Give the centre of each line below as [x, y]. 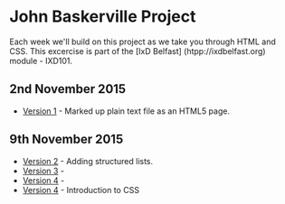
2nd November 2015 [68, 89]
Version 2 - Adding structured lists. [88, 161]
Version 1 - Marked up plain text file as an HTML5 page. [126, 111]
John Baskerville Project [103, 17]
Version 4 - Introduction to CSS [81, 190]
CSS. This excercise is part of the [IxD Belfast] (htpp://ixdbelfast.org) [138, 51]
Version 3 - [43, 171]
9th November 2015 [66, 139]
